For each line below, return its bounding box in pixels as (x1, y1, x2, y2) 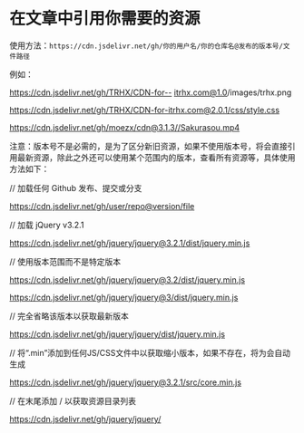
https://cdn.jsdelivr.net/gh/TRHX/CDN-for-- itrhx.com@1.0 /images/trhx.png (9, 87, 292, 98)
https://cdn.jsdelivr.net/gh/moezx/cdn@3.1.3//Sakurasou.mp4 (9, 121, 240, 132)
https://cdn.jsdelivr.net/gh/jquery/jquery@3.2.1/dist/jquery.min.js (9, 237, 250, 248)
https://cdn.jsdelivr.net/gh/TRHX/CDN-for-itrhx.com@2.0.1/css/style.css (9, 104, 279, 115)
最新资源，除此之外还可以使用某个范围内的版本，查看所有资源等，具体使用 (16, 151, 296, 163)
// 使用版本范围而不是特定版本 (9, 255, 122, 267)
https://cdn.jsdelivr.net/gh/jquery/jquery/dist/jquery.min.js (9, 328, 225, 340)
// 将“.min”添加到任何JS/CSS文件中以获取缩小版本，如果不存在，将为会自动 (9, 347, 291, 358)
